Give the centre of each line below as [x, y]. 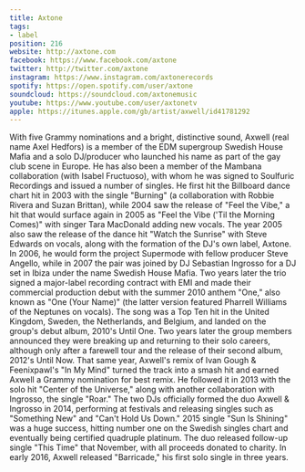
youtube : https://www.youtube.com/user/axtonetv [103, 103]
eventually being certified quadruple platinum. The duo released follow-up [149, 438]
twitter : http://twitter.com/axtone [79, 69]
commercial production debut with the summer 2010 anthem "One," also [145, 292]
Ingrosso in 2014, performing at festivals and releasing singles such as [142, 409]
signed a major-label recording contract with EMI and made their [131, 283]
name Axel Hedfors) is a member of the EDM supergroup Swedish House [147, 147]
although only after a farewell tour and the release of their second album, [147, 351]
